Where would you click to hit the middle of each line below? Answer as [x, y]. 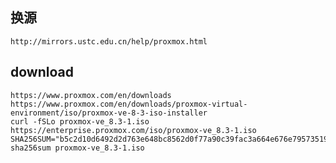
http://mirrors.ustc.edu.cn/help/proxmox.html [109, 41]
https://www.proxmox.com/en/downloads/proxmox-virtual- [129, 104]
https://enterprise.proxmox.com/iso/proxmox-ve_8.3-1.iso [133, 130]
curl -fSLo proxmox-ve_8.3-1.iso [80, 121]
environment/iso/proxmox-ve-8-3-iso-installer [109, 113]
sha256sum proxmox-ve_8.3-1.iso [77, 148]
